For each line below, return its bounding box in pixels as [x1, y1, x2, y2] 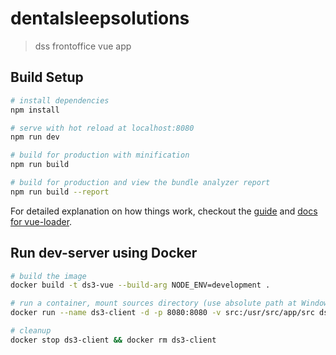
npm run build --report [10, 187, 110, 197]
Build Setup [10, 69, 84, 86]
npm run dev [10, 132, 60, 142]
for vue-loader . [10, 215, 73, 227]
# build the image [10, 271, 87, 281]
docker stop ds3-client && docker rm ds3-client [10, 335, 217, 345]
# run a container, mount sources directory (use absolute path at [10, 298, 298, 309]
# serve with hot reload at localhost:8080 [10, 123, 195, 133]
